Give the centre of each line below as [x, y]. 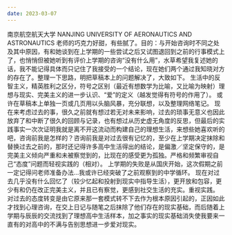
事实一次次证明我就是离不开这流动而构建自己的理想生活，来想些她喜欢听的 [119, 129]
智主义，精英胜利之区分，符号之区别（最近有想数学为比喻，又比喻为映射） [113, 86]
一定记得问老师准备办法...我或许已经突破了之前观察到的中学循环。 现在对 [110, 172]
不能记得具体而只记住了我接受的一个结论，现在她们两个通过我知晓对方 [125, 68]
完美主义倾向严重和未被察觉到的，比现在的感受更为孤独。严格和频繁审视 [110, 155]
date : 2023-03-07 [32, 13]
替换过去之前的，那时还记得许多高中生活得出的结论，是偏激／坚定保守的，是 [116, 147]
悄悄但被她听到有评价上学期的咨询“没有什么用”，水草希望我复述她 [119, 60]
